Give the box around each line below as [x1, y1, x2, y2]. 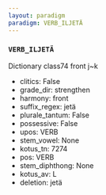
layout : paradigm [8, 11, 66, 20]
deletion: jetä [19, 178, 62, 187]
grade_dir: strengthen [19, 85, 91, 94]
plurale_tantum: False [19, 110, 89, 120]
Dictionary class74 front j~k [8, 61, 99, 71]
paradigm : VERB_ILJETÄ [8, 19, 83, 27]
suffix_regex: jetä [19, 101, 77, 111]
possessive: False [19, 118, 78, 128]
